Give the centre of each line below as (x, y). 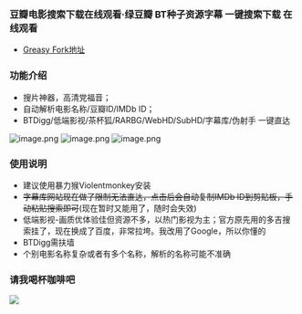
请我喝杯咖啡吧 (42, 279)
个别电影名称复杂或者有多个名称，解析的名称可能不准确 (126, 254)
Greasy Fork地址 (53, 50)
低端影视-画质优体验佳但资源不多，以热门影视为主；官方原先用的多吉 (152, 219)
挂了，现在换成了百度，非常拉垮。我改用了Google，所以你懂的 (148, 231)
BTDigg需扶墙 (48, 242)
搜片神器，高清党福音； (67, 97)
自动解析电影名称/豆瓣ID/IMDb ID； (89, 109)
